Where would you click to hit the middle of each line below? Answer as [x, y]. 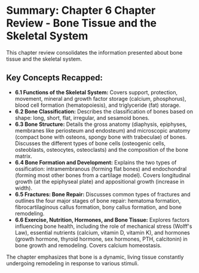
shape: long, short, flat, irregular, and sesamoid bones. [82, 118]
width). [24, 188]
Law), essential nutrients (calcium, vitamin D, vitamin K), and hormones [102, 232]
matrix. [23, 156]
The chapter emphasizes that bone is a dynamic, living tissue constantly [95, 257]
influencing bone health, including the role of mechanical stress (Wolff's [103, 226]
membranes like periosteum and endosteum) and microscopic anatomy [102, 130]
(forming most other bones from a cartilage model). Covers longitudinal [102, 175]
